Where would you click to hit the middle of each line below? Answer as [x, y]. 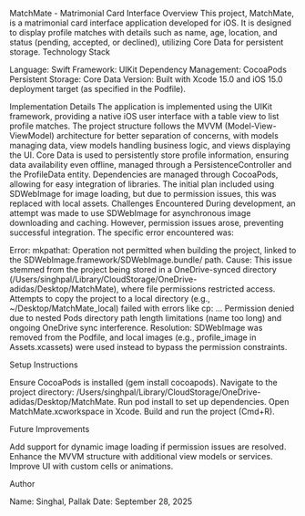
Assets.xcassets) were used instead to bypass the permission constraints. [148, 347]
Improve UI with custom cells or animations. [91, 466]
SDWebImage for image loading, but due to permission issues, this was [143, 194]
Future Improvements [50, 429]
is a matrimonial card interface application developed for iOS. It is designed [151, 23]
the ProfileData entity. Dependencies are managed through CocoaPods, [144, 174]
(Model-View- [250, 126]
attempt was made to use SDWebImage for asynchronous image [130, 213]
